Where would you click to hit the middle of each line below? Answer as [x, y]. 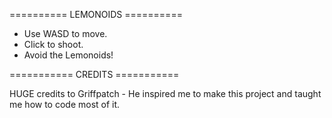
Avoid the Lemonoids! [68, 55]
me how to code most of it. [65, 104]
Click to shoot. [53, 44]
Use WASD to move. [65, 33]
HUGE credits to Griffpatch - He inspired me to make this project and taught [165, 93]
